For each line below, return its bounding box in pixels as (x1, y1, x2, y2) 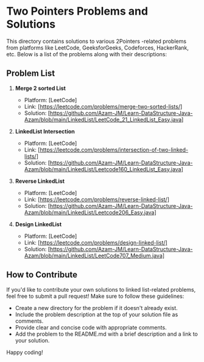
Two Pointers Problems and (6, 4, 148, 18)
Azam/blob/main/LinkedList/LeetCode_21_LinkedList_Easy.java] (24, 116, 184, 123)
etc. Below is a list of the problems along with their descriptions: (6, 50, 167, 57)
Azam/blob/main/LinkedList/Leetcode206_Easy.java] (24, 209, 157, 216)
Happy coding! (6, 349, 44, 356)
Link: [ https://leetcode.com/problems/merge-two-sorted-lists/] (24, 103, 183, 110)
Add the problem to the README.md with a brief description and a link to (15, 330, 198, 338)
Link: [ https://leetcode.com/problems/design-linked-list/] (24, 238, 167, 246)
